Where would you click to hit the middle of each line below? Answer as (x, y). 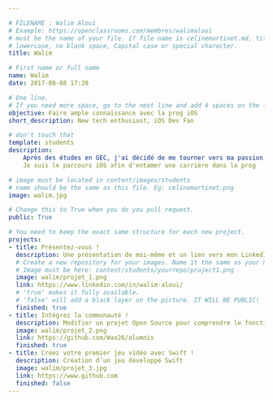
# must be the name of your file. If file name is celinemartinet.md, (130, 38)
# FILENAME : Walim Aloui (52, 23)
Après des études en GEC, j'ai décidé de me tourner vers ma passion (143, 158)
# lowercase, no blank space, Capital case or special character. (123, 46)
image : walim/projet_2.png (61, 330)
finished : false (43, 383)
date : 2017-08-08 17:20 (49, 83)
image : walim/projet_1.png (61, 277)
